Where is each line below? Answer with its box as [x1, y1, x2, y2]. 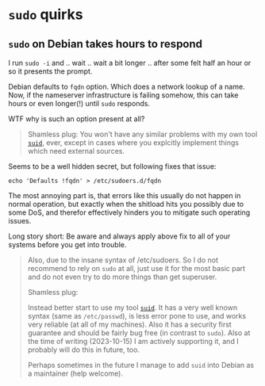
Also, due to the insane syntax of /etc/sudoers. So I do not [27, 255, 218, 265]
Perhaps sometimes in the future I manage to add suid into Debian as [27, 361, 255, 369]
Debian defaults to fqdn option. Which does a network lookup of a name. [8, 82, 245, 91]
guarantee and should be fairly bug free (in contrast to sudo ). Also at [27, 328, 251, 338]
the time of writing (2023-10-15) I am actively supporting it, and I [27, 337, 240, 346]
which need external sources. [27, 147, 125, 155]
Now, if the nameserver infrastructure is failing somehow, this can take [8, 90, 239, 100]
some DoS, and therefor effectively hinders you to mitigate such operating [8, 208, 251, 217]
